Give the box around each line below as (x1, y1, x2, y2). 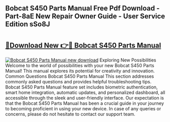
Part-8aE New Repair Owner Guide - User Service (5, 12, 165, 21)
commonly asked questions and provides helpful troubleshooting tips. (5, 79, 152, 84)
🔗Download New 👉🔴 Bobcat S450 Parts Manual (5, 41, 161, 50)
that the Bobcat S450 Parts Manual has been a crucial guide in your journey (5, 100, 164, 106)
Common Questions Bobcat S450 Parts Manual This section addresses (5, 73, 154, 79)
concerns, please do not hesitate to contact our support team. (5, 111, 136, 117)
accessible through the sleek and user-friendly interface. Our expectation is (5, 95, 164, 101)
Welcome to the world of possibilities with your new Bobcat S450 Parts (5, 63, 154, 68)
